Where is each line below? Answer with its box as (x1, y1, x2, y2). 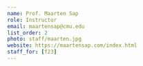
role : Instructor (7, 16, 57, 23)
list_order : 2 (7, 29, 48, 36)
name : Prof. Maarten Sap (7, 10, 79, 17)
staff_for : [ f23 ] (7, 49, 57, 56)
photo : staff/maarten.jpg (7, 36, 82, 43)
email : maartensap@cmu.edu (7, 23, 85, 30)
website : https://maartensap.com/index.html (7, 42, 137, 49)
